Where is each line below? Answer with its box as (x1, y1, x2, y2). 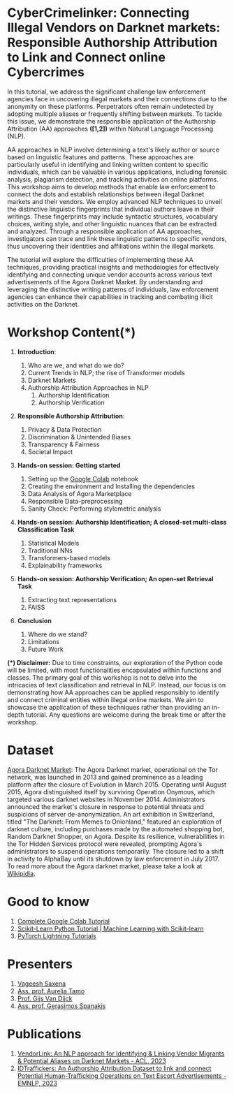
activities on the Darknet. (7, 300, 80, 308)
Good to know (7, 894, 89, 910)
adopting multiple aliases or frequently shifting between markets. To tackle (7, 110, 222, 118)
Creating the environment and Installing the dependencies (27, 482, 196, 490)
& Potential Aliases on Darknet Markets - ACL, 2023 (17, 1056, 166, 1065)
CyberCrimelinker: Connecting (7, 5, 190, 21)
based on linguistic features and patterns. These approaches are (7, 152, 193, 161)
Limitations (27, 637, 60, 646)
